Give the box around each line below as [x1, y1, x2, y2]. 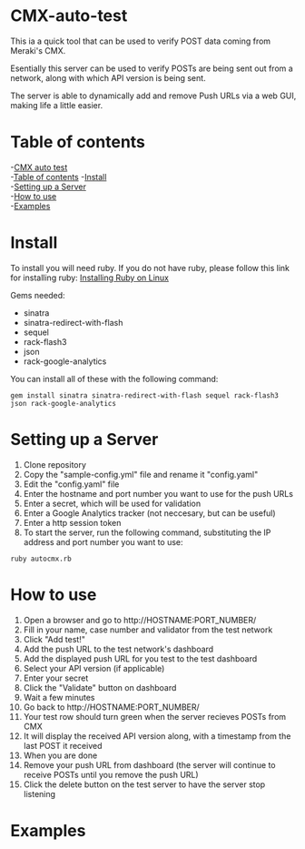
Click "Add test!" [23, 633, 85, 644]
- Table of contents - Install [10, 171, 107, 182]
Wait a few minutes [23, 692, 95, 702]
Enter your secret [23, 672, 89, 683]
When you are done [23, 750, 98, 761]
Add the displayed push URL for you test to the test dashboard [23, 652, 258, 664]
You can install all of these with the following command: [10, 373, 219, 384]
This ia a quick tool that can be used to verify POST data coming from [10, 35, 271, 46]
